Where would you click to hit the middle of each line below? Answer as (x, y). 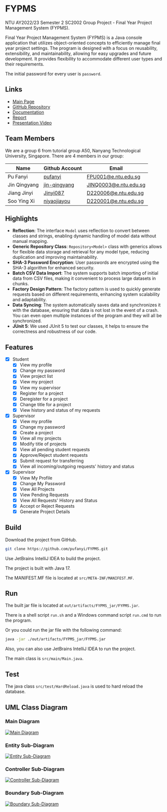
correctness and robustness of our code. (55, 332)
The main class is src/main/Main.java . (44, 659)
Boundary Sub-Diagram (34, 793)
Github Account (63, 168)
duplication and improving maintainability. (55, 257)
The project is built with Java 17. (38, 568)
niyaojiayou (57, 201)
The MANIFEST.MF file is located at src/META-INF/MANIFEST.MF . (70, 578)
